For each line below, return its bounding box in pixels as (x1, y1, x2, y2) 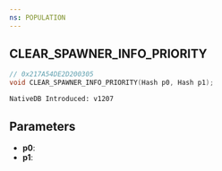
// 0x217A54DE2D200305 (9, 70, 94, 79)
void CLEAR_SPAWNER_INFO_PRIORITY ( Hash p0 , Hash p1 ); (9, 78, 215, 88)
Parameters (9, 118, 76, 134)
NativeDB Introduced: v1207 (9, 95, 115, 104)
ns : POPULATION (9, 13, 66, 22)
